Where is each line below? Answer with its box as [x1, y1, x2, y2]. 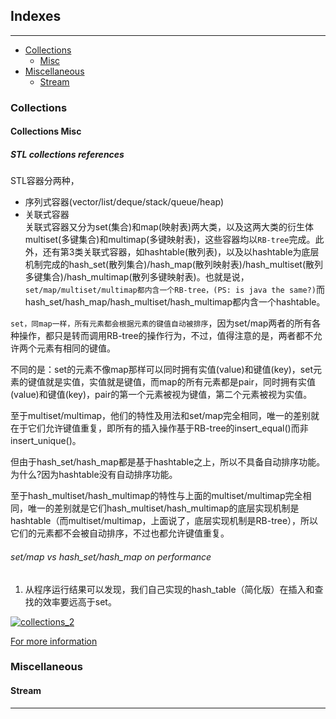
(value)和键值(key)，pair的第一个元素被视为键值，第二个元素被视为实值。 [10, 389, 313, 401]
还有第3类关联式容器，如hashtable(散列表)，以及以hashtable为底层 [42, 246, 320, 258]
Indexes [10, 8, 62, 25]
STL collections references [10, 148, 125, 160]
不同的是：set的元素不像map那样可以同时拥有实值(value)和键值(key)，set [10, 364, 314, 376]
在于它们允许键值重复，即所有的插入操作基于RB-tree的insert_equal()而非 [10, 422, 309, 434]
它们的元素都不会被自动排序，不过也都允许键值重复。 [10, 527, 230, 539]
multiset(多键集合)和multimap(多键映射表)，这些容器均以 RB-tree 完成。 [24, 234, 316, 246]
